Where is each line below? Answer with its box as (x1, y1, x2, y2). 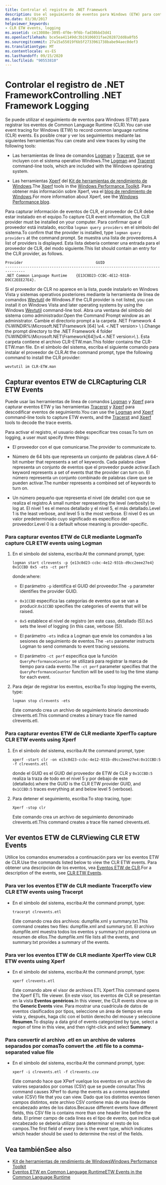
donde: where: (12, 573, 41, 579)
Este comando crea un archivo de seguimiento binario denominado (12, 707, 149, 713)
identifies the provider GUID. (19, 588, 78, 594)
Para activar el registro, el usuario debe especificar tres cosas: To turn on (5, 429, 154, 435)
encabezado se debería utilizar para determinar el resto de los (12, 1120, 139, 1127)
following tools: (5, 143, 36, 149)
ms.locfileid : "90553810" (5, 58, 58, 63)
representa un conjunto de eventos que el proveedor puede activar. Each (12, 464, 160, 470)
